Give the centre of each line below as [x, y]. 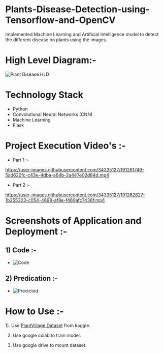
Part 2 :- [21, 185]
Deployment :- [36, 231]
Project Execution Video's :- [65, 145]
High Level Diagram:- [51, 60]
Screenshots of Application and [73, 220]
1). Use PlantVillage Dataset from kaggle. [48, 325]
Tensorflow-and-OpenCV [60, 20]
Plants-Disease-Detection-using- [77, 9]
